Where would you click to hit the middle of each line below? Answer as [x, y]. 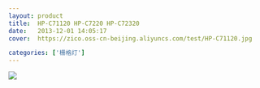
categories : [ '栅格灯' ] [47, 53]
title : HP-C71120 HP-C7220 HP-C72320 [74, 23]
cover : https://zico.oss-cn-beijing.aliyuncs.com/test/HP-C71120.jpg [130, 38]
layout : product [36, 16]
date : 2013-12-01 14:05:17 [58, 31]
